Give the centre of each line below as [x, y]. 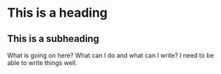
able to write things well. [43, 63]
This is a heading [58, 13]
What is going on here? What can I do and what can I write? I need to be [110, 55]
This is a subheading [53, 39]
